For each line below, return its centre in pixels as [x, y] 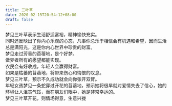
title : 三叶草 [19, 10]
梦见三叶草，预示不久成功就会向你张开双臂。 [52, 79]
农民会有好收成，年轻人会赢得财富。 [44, 66]
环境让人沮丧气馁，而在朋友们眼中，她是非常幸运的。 [61, 92]
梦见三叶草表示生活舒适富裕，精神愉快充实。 [52, 35]
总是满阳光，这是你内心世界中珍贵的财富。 [50, 47]
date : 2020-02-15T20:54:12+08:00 [41, 15]
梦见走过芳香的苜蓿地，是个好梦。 [41, 54]
